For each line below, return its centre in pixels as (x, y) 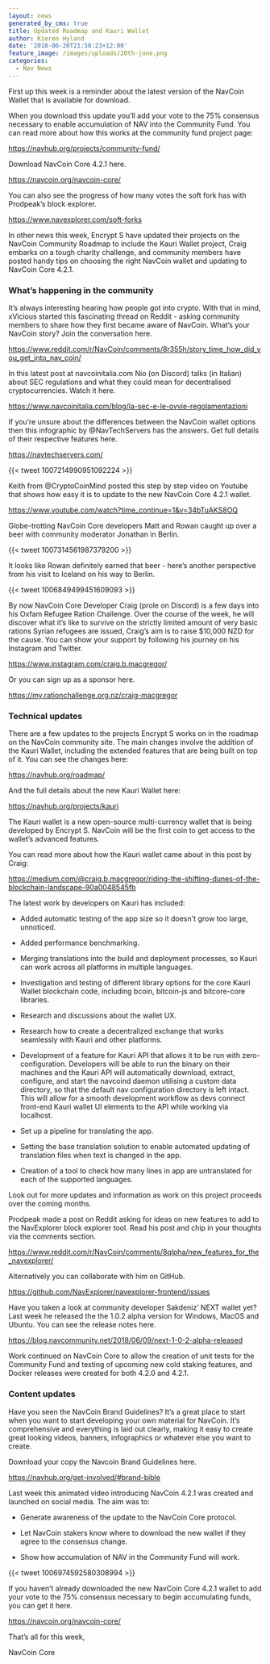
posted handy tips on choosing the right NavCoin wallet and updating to (128, 261)
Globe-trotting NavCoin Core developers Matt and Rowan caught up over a (133, 526)
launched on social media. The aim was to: (79, 1501)
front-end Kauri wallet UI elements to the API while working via (124, 1107)
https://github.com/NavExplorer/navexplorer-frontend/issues (109, 1292)
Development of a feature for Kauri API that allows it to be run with (130, 1056)
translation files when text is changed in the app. (101, 1156)
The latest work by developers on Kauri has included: (97, 903)
